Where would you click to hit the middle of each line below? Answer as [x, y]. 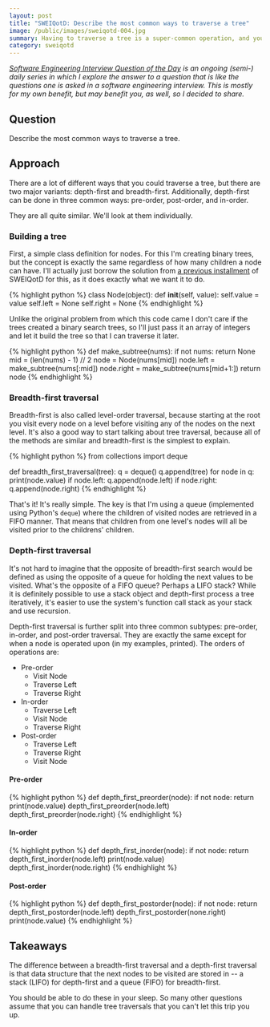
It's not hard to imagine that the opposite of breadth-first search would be [131, 568]
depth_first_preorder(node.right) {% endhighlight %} [96, 814]
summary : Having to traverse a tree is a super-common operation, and [129, 38]
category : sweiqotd [42, 46]
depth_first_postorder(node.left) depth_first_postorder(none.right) [118, 912]
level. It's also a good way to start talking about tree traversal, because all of [135, 432]
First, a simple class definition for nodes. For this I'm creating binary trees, [132, 254]
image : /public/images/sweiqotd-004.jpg [78, 30]
